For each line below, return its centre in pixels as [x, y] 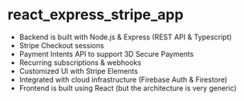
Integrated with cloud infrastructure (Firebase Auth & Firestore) [123, 79]
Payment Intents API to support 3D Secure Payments [106, 54]
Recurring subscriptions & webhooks [80, 63]
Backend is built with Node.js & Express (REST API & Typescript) [125, 37]
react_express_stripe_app [96, 15]
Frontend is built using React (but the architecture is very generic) [128, 88]
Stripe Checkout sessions [61, 45]
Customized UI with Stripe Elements [78, 71]
